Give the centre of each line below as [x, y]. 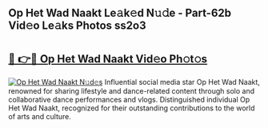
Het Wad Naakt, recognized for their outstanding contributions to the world [132, 108]
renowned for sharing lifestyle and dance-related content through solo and [132, 91]
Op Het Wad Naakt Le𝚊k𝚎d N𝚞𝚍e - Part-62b [120, 13]
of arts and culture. [40, 116]
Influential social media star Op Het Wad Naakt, [182, 82]
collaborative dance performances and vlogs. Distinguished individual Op [129, 100]
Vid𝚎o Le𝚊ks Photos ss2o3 [77, 26]
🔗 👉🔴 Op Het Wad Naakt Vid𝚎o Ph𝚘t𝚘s [108, 59]
